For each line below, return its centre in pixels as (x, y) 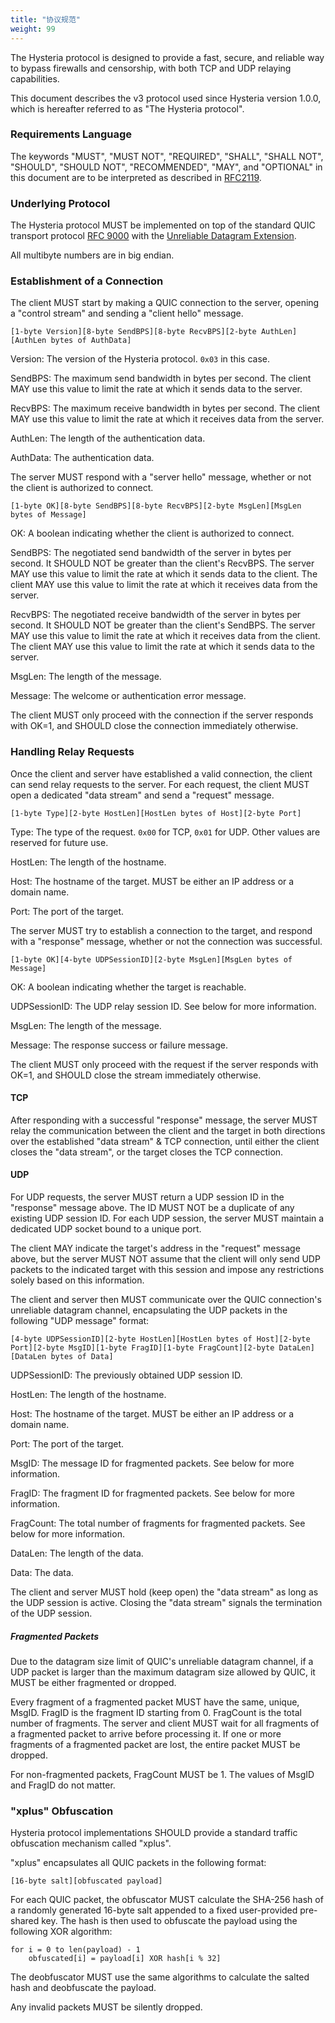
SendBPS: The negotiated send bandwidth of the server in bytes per (151, 553)
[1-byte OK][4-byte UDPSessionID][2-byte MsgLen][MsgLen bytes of (151, 959)
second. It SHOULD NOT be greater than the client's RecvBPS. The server (162, 563)
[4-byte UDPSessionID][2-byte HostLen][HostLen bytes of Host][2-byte (160, 1339)
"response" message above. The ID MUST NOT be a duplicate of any (152, 1208)
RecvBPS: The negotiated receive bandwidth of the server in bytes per (156, 615)
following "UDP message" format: (80, 1321)
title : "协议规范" (46, 19)
